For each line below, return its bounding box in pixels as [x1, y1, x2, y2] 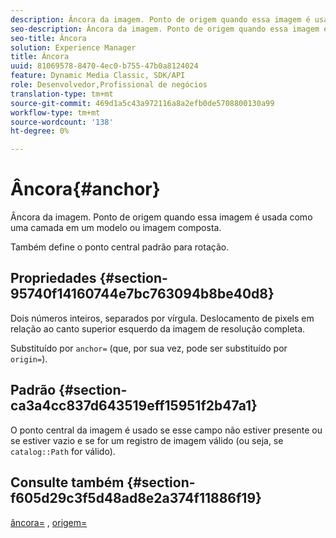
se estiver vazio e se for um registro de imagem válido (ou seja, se [10, 434, 284, 446]
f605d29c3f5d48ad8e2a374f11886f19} [10, 490, 262, 507]
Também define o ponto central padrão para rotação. [10, 241, 230, 253]
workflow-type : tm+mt [10, 107, 101, 118]
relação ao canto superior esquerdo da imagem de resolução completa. [10, 322, 306, 335]
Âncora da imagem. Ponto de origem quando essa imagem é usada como [10, 211, 313, 223]
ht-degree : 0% [10, 126, 70, 136]
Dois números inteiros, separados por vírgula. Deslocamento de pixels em [10, 312, 315, 324]
